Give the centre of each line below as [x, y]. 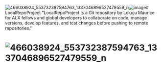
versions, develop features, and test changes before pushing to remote [77, 23]
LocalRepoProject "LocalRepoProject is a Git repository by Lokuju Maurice [80, 13]
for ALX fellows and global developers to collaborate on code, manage [76, 18]
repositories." [19, 28]
